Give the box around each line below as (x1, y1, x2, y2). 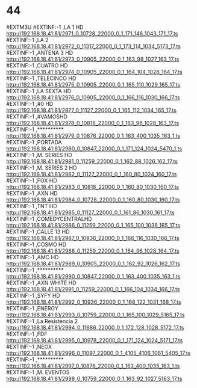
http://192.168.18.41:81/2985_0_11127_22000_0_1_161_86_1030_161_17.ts (6, 209, 175, 216)
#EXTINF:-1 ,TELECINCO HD (6, 75, 77, 82)
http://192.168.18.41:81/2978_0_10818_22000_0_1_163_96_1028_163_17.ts (6, 119, 180, 126)
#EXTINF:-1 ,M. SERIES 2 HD (6, 164, 77, 171)
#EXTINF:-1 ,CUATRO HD (6, 61, 68, 69)
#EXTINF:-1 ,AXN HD (6, 189, 58, 197)
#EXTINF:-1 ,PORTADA (6, 138, 62, 146)
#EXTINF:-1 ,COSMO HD (6, 241, 67, 248)
